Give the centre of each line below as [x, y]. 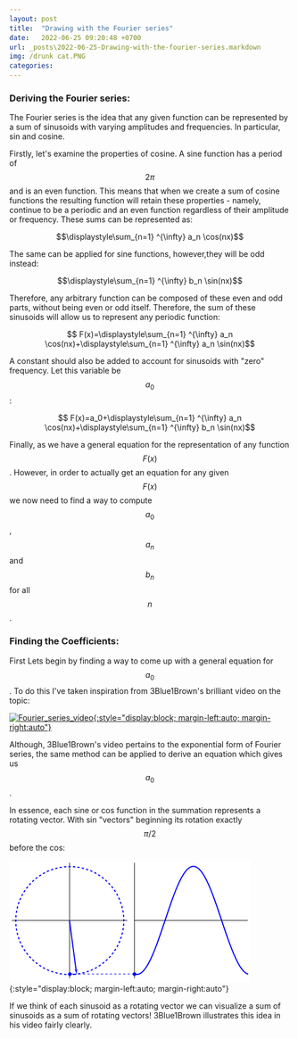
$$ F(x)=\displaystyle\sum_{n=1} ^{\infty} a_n [150, 334]
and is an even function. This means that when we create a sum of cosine [145, 191]
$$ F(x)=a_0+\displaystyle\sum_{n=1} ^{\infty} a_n [150, 418]
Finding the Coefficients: [64, 641]
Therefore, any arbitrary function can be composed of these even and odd [146, 298]
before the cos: [37, 848]
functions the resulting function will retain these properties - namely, [135, 201]
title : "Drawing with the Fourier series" [91, 28]
